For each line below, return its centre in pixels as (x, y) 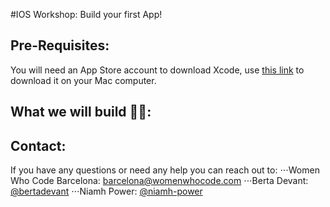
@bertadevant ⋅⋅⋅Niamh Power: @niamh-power (106, 191)
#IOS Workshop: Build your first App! (86, 14)
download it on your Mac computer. (83, 80)
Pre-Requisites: (60, 45)
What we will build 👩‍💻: (81, 112)
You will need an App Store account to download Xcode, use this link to (157, 70)
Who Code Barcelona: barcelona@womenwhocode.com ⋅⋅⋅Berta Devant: (159, 181)
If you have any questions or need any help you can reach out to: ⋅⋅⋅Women (165, 170)
